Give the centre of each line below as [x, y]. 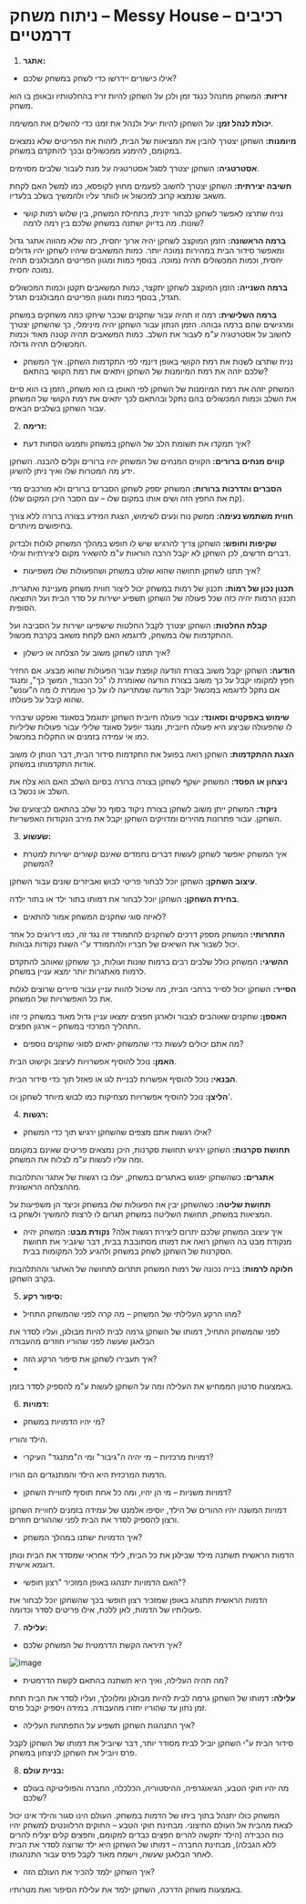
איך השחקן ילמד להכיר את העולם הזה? [88, 1871]
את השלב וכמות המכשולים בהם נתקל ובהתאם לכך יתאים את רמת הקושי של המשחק [153, 398]
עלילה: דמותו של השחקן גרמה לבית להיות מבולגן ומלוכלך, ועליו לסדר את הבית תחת [153, 1698]
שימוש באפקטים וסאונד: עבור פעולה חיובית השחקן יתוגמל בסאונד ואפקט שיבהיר [149, 717]
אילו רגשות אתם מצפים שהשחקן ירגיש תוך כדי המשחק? [117, 1132]
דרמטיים [40, 35]
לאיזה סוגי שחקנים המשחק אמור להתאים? [94, 916]
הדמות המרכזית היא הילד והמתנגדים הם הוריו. [88, 1475]
